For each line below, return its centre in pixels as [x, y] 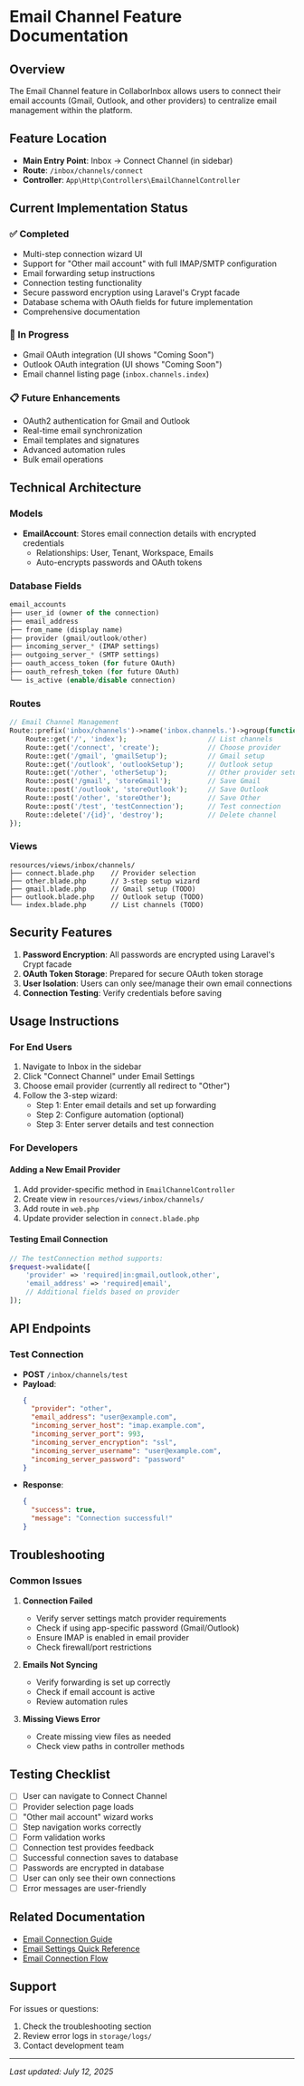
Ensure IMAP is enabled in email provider [113, 1637]
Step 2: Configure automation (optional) [110, 1115]
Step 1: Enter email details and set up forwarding [126, 1105]
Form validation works [64, 1837]
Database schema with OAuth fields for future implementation [138, 301]
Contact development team [73, 2045]
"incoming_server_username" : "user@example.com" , [126, 1450]
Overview [38, 69]
